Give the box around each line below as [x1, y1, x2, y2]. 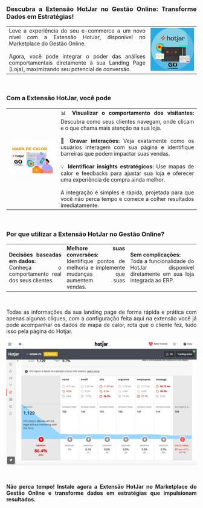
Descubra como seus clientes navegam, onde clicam [60, 118, 195, 125]
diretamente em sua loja [130, 270, 195, 278]
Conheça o [8, 264, 62, 271]
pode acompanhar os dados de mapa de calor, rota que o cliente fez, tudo [6, 321, 197, 328]
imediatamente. [60, 202, 99, 209]
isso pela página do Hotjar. [6, 328, 73, 335]
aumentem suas [66, 277, 126, 284]
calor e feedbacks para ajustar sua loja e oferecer [60, 170, 195, 177]
